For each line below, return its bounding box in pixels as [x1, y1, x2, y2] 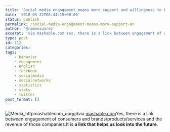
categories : [5, 45, 30, 50]
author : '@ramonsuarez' [5, 26, 56, 31]
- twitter [14, 92, 35, 97]
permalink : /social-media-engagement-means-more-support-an [5, 21, 135, 27]
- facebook [14, 69, 37, 74]
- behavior [14, 54, 37, 60]
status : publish [5, 17, 39, 22]
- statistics [14, 82, 42, 87]
